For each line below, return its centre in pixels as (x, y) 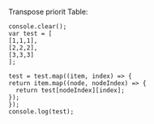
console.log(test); (41, 112)
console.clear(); (38, 27)
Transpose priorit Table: (48, 12)
